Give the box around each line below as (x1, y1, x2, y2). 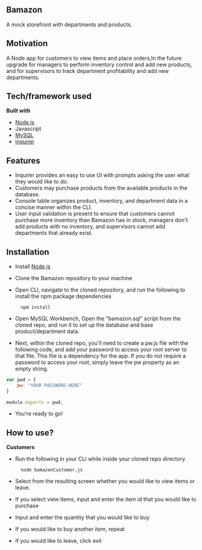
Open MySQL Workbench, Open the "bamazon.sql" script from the (14, 315, 181, 322)
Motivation (6, 39, 48, 49)
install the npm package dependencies (14, 293, 112, 300)
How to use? (6, 427, 54, 438)
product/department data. (14, 328, 80, 335)
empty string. (14, 365, 49, 373)
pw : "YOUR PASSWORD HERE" (17, 382, 83, 388)
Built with (6, 107, 31, 114)
